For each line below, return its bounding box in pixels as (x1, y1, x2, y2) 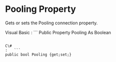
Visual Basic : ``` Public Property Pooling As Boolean (5, 29, 111, 35)
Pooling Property (5, 3, 77, 15)
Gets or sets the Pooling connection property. (5, 20, 98, 26)
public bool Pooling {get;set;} (5, 52, 72, 57)
